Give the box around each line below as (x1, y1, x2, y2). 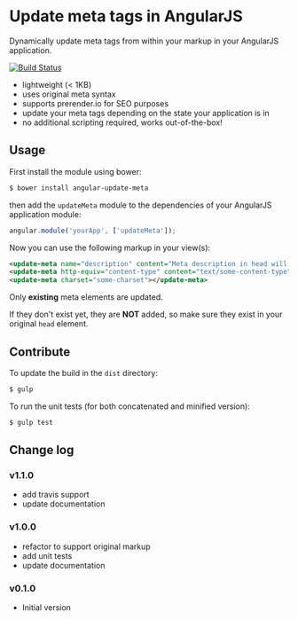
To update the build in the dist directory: (9, 367, 158, 378)
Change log (9, 443, 74, 458)
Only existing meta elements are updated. (9, 292, 164, 302)
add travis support (21, 490, 90, 500)
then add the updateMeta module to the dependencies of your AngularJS (9, 200, 272, 210)
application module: (9, 208, 82, 219)
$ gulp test (9, 418, 53, 427)
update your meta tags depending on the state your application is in (21, 107, 271, 118)
